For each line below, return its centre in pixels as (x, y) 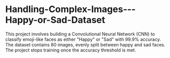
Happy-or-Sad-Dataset (55, 20)
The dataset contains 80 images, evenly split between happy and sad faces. (85, 44)
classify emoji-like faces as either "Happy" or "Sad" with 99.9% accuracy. (83, 39)
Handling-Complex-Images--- (71, 9)
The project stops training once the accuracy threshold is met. (71, 50)
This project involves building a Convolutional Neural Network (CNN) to (80, 34)
